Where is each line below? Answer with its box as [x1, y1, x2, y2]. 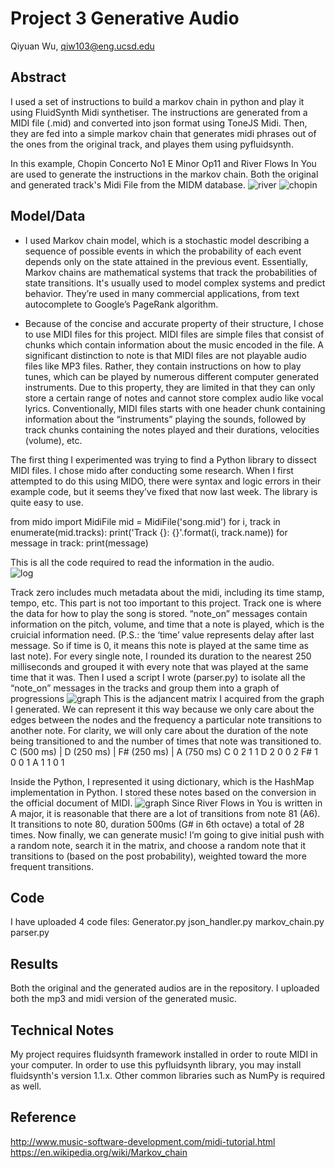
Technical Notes [10, 1022, 115, 1039]
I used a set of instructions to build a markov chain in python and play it [10, 95, 305, 107]
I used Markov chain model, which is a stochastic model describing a [24, 234, 310, 246]
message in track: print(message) [10, 537, 149, 549]
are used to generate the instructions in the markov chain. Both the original [10, 168, 319, 180]
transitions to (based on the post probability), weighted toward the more [10, 850, 307, 862]
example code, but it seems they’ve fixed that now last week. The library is [10, 485, 318, 497]
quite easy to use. [10, 496, 84, 508]
